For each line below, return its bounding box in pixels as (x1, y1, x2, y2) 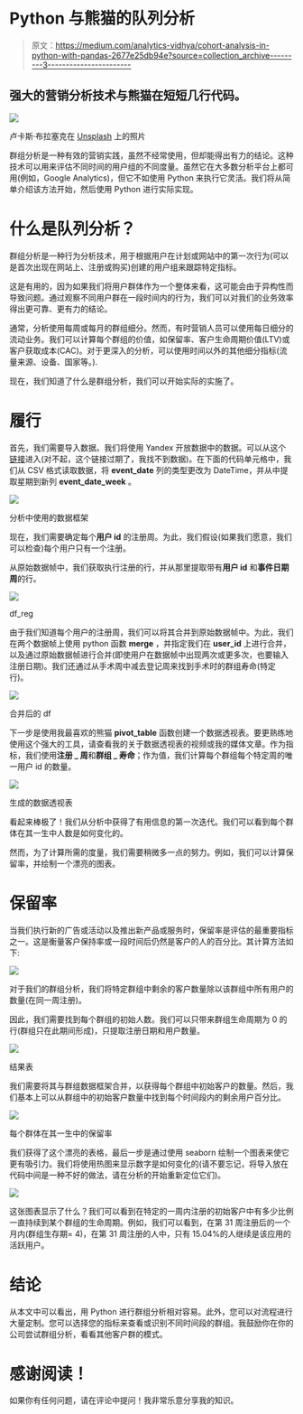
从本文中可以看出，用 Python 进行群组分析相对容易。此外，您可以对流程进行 (9, 1306, 293, 1316)
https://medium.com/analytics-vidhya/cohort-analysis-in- (55, 40, 271, 51)
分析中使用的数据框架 (9, 512, 88, 523)
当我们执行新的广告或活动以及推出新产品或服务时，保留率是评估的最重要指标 (9, 925, 294, 935)
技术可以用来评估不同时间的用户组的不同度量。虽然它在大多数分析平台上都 (9, 161, 286, 172)
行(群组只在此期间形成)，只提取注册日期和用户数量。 (9, 1025, 206, 1036)
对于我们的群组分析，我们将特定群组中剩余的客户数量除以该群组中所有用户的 (9, 983, 294, 994)
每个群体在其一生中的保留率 (9, 1128, 113, 1139)
